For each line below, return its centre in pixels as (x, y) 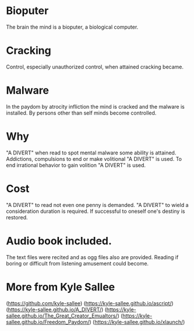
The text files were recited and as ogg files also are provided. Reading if (92, 257)
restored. (17, 217)
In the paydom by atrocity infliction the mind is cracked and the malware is (95, 106)
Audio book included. (59, 241)
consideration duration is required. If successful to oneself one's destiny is (96, 211)
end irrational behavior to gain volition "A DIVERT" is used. (76, 165)
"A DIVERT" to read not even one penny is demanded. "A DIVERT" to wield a (97, 205)
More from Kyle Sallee (61, 287)
